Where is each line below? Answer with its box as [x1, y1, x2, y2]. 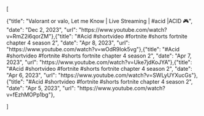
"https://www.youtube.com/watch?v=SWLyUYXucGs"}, [58, 71, 198, 79]
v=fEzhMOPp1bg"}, [6, 91, 55, 98]
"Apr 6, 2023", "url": [6, 71, 57, 79]
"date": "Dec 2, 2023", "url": [6, 26, 78, 33]
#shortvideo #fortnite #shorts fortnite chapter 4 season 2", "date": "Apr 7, [6, 52, 192, 59]
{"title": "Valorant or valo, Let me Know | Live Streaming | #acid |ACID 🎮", [6, 18, 193, 24]
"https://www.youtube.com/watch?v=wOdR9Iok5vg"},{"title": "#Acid [6, 46, 179, 53]
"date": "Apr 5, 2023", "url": [6, 85, 76, 92]
